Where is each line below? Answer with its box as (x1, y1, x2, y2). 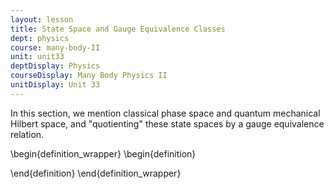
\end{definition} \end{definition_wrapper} (10, 167, 182, 179)
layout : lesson (10, 14, 74, 25)
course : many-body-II (10, 42, 101, 53)
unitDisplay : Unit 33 (10, 80, 101, 90)
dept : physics (10, 33, 70, 43)
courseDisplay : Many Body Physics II (10, 71, 168, 81)
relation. (10, 128, 45, 140)
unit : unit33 (10, 52, 65, 62)
